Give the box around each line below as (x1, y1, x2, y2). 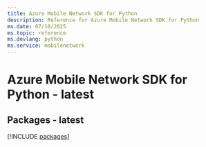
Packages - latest (7, 114, 84, 126)
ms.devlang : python (7, 36, 64, 43)
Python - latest (7, 87, 95, 102)
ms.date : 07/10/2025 (7, 23, 67, 30)
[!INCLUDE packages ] (7, 133, 70, 140)
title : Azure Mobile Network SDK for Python (7, 10, 138, 17)
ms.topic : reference (7, 29, 67, 37)
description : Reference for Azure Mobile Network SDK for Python (7, 17, 199, 23)
